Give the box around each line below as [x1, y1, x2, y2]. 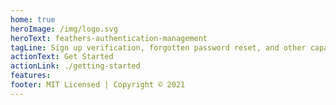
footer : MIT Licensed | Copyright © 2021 [10, 80, 186, 90]
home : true [10, 14, 56, 25]
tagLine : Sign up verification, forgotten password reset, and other [10, 42, 307, 53]
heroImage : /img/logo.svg [10, 24, 118, 34]
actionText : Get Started [10, 52, 114, 62]
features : [10, 71, 52, 81]
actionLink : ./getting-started [10, 61, 141, 71]
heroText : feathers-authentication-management [10, 33, 208, 43]
